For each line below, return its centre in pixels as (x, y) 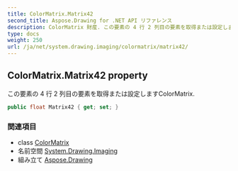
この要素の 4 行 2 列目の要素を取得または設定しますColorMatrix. (101, 94)
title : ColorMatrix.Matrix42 (50, 14)
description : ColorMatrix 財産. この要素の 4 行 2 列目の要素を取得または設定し (118, 27)
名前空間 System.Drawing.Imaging (68, 150)
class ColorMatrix (43, 142)
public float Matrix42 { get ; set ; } (63, 107)
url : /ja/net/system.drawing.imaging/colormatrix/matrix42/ (98, 47)
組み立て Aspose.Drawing (55, 160)
